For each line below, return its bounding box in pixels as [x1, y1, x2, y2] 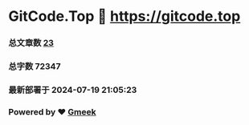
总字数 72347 [8, 61, 61, 72]
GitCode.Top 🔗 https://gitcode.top [8, 7, 241, 26]
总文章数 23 [8, 38, 55, 49]
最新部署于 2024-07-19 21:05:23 [8, 84, 137, 95]
